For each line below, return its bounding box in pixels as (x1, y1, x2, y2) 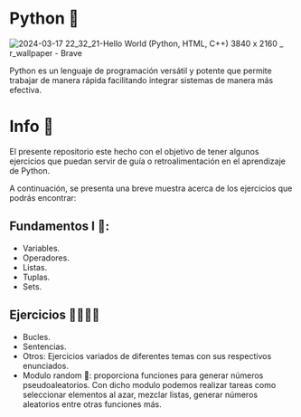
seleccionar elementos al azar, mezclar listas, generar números (22, 389, 259, 400)
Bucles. (22, 331, 52, 342)
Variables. (22, 242, 61, 253)
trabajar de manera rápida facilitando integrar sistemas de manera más (9, 74, 274, 85)
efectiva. (9, 84, 42, 95)
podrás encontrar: (9, 192, 77, 203)
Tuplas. (22, 271, 51, 282)
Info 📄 (9, 117, 54, 137)
